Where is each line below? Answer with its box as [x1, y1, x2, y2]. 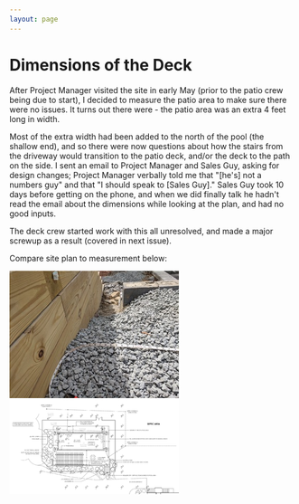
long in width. [9, 113, 61, 124]
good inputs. [9, 208, 57, 219]
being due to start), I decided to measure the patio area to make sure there [9, 94, 287, 105]
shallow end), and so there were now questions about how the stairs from [9, 140, 284, 151]
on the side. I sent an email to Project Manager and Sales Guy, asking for [9, 159, 280, 171]
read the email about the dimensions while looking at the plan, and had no [9, 198, 285, 209]
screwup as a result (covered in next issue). [9, 235, 172, 246]
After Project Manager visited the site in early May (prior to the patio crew [9, 84, 284, 95]
